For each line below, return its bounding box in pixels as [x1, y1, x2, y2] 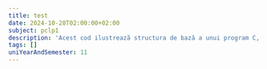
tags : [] [8, 41, 38, 49]
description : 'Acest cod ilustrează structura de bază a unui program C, [8, 33, 261, 42]
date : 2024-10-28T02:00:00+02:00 [8, 19, 120, 27]
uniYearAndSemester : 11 [8, 48, 88, 56]
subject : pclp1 [8, 26, 59, 34]
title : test [8, 11, 48, 20]
